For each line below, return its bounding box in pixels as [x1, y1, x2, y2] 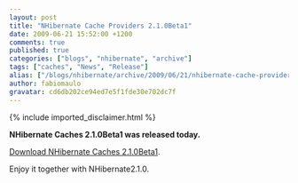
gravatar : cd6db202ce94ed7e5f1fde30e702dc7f [9, 87, 176, 96]
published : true [9, 46, 69, 55]
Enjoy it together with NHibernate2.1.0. [9, 163, 149, 174]
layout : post [9, 12, 58, 22]
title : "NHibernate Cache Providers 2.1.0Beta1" [9, 21, 192, 30]
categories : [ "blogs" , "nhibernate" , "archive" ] [9, 54, 192, 63]
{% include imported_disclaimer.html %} [9, 112, 157, 123]
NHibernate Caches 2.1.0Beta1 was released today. [9, 129, 201, 139]
